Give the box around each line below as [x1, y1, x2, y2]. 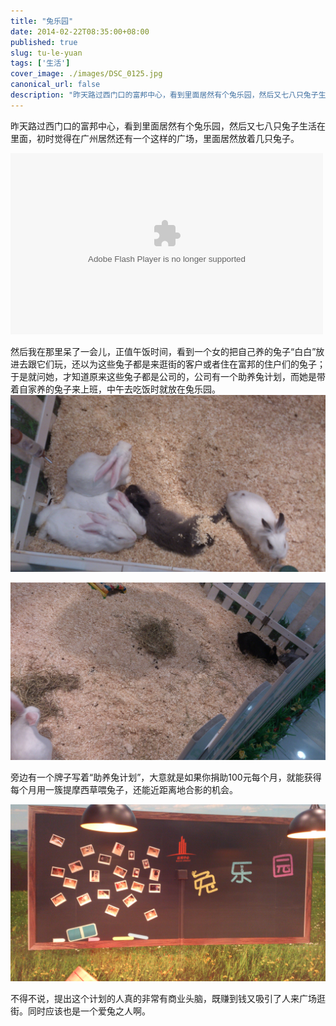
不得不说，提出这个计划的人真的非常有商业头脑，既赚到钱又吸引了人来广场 [10, 993, 317, 1005]
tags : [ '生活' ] [10, 58, 71, 69]
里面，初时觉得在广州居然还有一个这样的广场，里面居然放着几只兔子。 [10, 132, 300, 144]
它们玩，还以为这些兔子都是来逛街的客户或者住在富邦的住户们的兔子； [36, 358, 326, 370]
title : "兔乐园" [10, 16, 74, 26]
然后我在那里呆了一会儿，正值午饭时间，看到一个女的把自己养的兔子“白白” [10, 345, 317, 357]
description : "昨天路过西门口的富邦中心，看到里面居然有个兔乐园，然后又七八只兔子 [10, 90, 319, 100]
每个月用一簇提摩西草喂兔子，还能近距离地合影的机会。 [10, 783, 238, 795]
